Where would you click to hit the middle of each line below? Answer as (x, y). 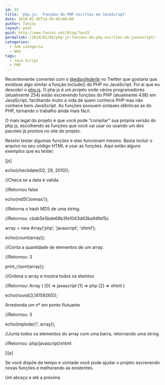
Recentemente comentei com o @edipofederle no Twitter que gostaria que (81, 79)
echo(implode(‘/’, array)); (30, 324)
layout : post (19, 28)
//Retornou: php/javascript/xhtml (38, 343)
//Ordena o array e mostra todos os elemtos (50, 276)
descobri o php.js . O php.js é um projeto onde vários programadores (75, 90)
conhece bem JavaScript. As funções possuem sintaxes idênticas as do (78, 106)
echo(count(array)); (25, 238)
